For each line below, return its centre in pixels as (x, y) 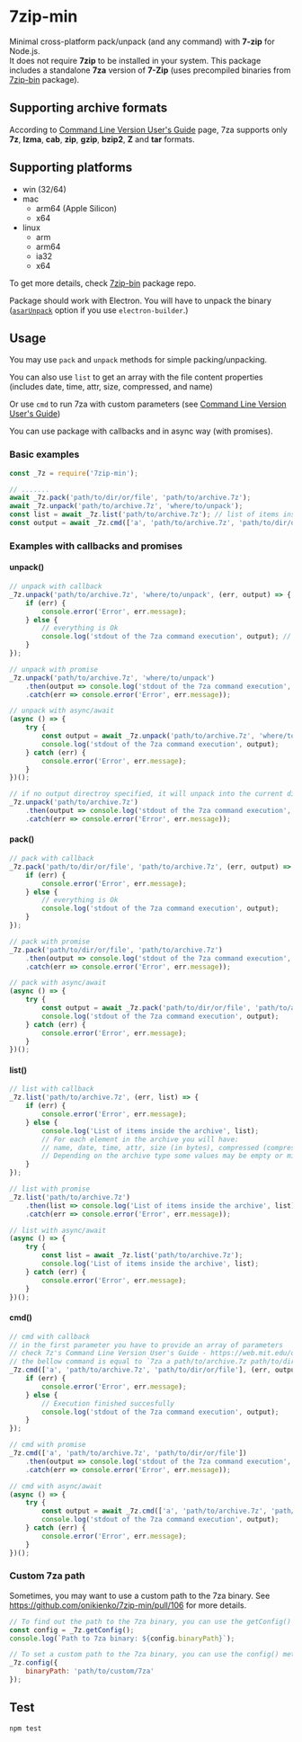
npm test (26, 1729)
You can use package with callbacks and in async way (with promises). (141, 431)
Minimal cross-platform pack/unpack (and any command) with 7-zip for (142, 41)
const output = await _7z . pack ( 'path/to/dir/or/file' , (147, 1008)
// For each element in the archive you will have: (141, 1139)
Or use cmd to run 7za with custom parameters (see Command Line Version (148, 404)
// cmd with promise (48, 1445)
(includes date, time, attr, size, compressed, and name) (111, 387)
